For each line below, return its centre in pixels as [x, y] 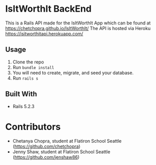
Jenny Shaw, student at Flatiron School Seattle [61, 152]
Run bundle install [33, 67]
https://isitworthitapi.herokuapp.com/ [44, 34]
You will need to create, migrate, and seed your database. [73, 73]
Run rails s [25, 78]
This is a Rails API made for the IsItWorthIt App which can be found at [78, 23]
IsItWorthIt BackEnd [49, 9]
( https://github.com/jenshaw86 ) [46, 157]
